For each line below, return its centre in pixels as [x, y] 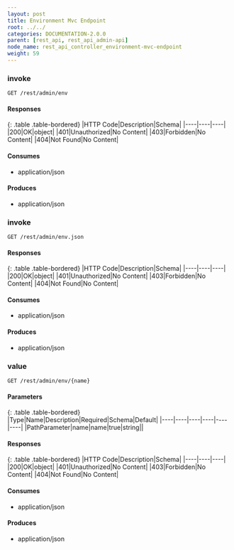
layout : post [27, 14]
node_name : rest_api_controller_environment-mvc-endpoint [95, 47]
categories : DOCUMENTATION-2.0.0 [57, 34]
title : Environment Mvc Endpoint [57, 21]
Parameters [25, 397]
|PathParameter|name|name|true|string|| [84, 428]
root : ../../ [27, 27]
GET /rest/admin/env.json [45, 237]
